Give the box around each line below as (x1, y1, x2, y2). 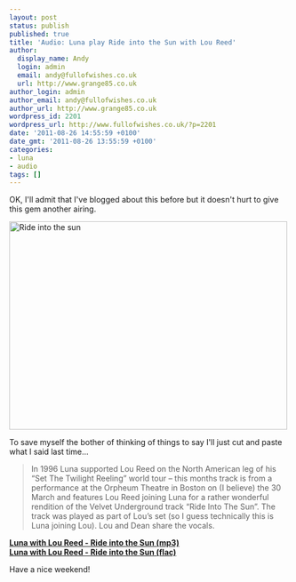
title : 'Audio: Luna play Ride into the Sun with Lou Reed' (9, 37, 237, 47)
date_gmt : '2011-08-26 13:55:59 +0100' (9, 137, 157, 146)
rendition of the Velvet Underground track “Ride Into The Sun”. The (30, 501, 276, 512)
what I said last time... (9, 446, 89, 458)
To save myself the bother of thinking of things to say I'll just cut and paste (9, 437, 283, 448)
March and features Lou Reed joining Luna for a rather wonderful (30, 492, 269, 503)
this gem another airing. (9, 203, 97, 214)
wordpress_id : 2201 (9, 112, 82, 121)
